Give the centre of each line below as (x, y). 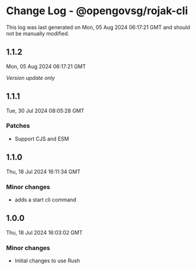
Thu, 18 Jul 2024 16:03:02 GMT (44, 232)
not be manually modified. (38, 33)
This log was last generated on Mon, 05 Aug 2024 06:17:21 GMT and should (98, 27)
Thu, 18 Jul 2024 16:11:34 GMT (43, 171)
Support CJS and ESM (42, 139)
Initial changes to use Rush (47, 261)
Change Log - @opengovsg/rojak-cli (97, 11)
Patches (18, 126)
